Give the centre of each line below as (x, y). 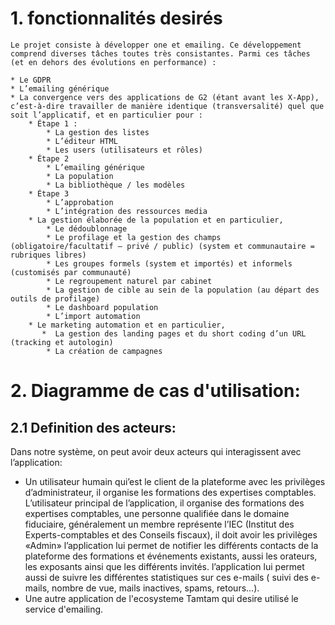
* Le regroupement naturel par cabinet (129, 281)
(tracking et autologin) (62, 342)
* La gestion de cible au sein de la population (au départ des (183, 290)
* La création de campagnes (104, 351)
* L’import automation (93, 316)
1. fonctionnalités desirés (116, 18)
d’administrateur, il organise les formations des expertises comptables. (170, 492)
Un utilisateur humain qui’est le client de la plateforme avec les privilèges (175, 481)
